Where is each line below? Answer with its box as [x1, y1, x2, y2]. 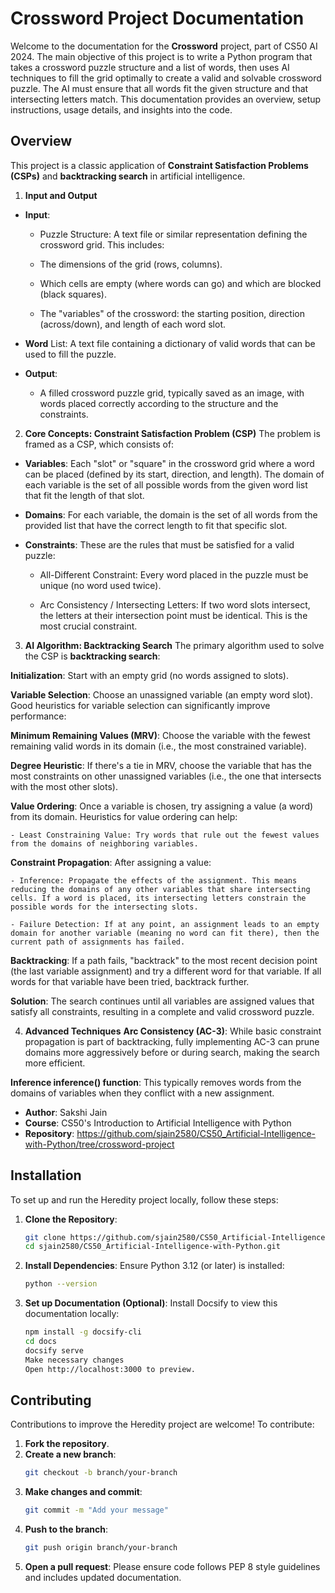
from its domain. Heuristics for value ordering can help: [10, 810, 238, 822]
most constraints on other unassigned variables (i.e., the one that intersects [10, 770, 322, 782]
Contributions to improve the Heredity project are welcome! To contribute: [10, 1418, 315, 1431]
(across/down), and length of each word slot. [39, 318, 227, 330]
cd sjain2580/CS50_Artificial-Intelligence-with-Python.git [24, 1242, 281, 1252]
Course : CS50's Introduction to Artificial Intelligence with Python [24, 1117, 292, 1129]
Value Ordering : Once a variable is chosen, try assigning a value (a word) [10, 800, 314, 812]
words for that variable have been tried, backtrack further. [10, 975, 250, 987]
